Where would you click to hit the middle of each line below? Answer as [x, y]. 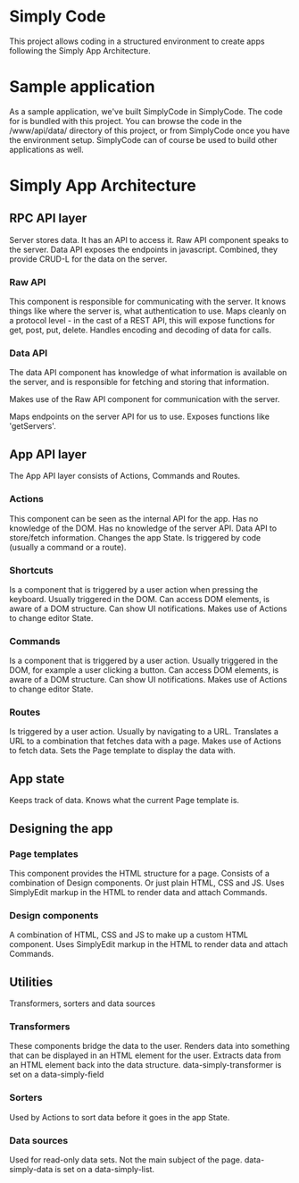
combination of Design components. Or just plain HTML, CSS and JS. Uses [147, 883]
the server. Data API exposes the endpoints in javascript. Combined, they [144, 249]
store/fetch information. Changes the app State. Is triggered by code [135, 537]
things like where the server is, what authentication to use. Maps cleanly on [148, 311]
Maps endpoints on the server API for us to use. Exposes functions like [140, 416]
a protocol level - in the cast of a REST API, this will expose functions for [142, 321]
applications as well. [47, 149]
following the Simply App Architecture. [80, 50]
